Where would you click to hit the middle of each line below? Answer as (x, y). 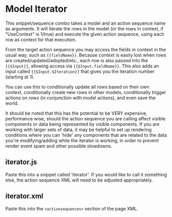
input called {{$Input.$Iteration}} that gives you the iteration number (80, 71)
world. (12, 103)
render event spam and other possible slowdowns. (59, 146)
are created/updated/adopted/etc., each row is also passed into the (77, 60)
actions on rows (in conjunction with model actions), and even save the (80, 98)
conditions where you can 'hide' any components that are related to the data (86, 135)
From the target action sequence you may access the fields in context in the (85, 49)
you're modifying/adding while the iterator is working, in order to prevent (82, 140)
